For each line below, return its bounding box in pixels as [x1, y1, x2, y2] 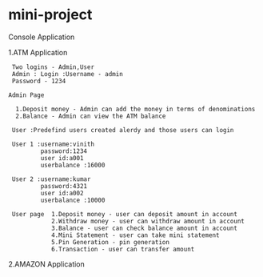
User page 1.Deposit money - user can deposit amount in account [11, 210, 238, 218]
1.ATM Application [8, 47, 68, 57]
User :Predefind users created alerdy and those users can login [11, 126, 234, 134]
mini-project [8, 6, 93, 24]
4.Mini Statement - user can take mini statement [50, 231, 220, 239]
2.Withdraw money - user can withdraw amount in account [50, 217, 245, 225]
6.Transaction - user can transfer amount [50, 245, 195, 253]
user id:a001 [40, 154, 84, 162]
